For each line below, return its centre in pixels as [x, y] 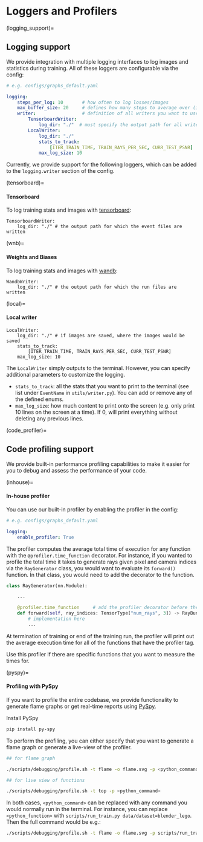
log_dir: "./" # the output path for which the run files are [97, 287]
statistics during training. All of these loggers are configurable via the [92, 68]
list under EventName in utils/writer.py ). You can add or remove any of [103, 392]
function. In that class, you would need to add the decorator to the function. [100, 574]
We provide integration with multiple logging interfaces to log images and [97, 61]
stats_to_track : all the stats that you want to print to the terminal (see [102, 386]
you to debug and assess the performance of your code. [76, 470]
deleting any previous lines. [49, 418]
